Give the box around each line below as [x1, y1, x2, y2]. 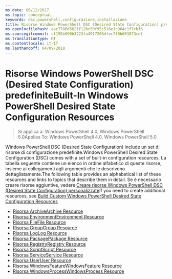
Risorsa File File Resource [12, 219, 67, 225]
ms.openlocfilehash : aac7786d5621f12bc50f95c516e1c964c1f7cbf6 [5, 27, 143, 32]
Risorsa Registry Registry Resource [12, 241, 86, 247]
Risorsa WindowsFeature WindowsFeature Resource [12, 263, 122, 269]
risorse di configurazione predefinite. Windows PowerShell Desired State [5, 149, 158, 155]
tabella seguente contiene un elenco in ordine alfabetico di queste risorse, [5, 160, 162, 166]
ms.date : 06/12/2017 [5, 7, 50, 13]
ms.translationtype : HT [5, 36, 56, 42]
